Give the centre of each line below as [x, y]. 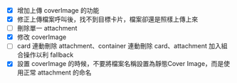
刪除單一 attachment [47, 28]
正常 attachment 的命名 [57, 72]
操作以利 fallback [48, 55]
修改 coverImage [42, 37]
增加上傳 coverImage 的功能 [58, 10]
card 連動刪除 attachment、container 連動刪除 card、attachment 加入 [119, 46]
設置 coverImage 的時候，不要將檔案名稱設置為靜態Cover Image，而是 [120, 64]
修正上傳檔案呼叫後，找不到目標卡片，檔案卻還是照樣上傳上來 [107, 19]
